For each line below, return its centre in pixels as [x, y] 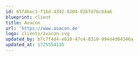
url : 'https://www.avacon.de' [43, 28]
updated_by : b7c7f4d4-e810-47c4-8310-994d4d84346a [69, 39]
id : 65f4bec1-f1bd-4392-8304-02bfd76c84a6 [59, 12]
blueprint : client [28, 17]
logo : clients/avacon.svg [37, 34]
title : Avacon [23, 23]
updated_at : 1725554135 [35, 45]
